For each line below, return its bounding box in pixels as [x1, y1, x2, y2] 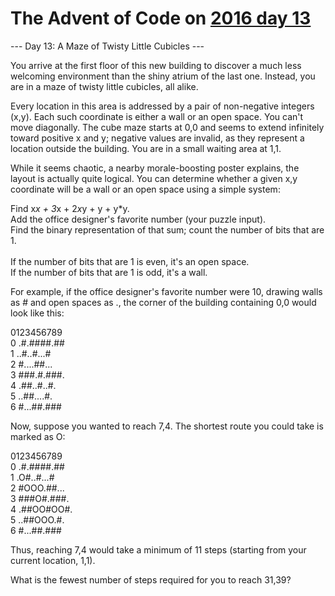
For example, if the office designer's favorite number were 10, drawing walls [10, 285, 323, 297]
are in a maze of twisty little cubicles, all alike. [10, 80, 199, 92]
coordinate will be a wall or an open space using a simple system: [10, 183, 281, 195]
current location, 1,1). [10, 554, 96, 566]
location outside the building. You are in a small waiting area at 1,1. [10, 142, 282, 154]
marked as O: [10, 430, 66, 442]
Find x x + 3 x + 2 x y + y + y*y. [10, 202, 130, 214]
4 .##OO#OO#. [10, 503, 73, 515]
